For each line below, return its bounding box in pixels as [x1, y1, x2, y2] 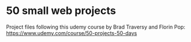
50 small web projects [6, 4, 116, 17]
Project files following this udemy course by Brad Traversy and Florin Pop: [6, 23, 186, 30]
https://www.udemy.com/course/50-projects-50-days [6, 29, 137, 36]
